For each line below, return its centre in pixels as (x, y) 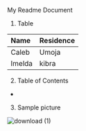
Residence (57, 41)
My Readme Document (40, 10)
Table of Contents (43, 80)
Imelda (22, 63)
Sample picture (39, 107)
